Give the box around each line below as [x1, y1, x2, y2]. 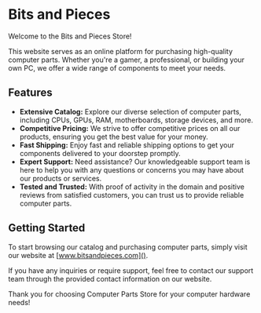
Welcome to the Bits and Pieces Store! [8, 31, 132, 41]
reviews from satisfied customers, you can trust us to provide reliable [19, 190, 244, 199]
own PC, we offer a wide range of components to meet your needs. [8, 63, 226, 72]
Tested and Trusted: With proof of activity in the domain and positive [19, 182, 245, 191]
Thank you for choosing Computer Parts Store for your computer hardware [8, 289, 251, 299]
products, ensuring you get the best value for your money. [19, 132, 208, 141]
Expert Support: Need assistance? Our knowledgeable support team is [19, 157, 251, 166]
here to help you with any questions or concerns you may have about [19, 165, 244, 174]
